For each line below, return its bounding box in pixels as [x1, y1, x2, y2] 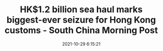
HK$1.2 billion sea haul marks [20, 4, 143, 15]
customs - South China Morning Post [4, 25, 158, 36]
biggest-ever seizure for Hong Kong [6, 14, 156, 25]
